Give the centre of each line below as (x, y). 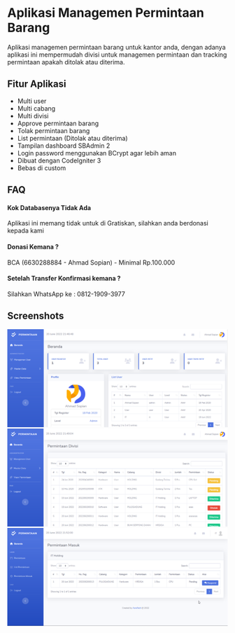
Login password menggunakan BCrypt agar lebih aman (97, 153)
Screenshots (36, 316)
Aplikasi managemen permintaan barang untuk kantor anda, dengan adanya (116, 47)
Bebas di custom (42, 168)
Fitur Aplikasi (37, 84)
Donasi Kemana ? (33, 246)
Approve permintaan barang (58, 123)
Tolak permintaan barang (54, 130)
